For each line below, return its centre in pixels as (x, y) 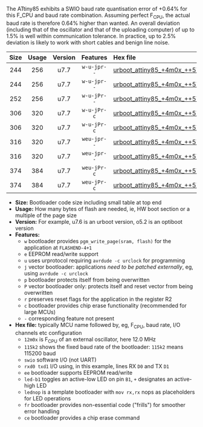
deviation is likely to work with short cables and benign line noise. (88, 42)
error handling (42, 411)
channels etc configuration (48, 332)
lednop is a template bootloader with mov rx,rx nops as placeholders (109, 392)
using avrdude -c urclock (56, 273)
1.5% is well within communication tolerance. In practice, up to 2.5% (91, 36)
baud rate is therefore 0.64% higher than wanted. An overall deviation (93, 23)
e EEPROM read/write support (61, 254)
